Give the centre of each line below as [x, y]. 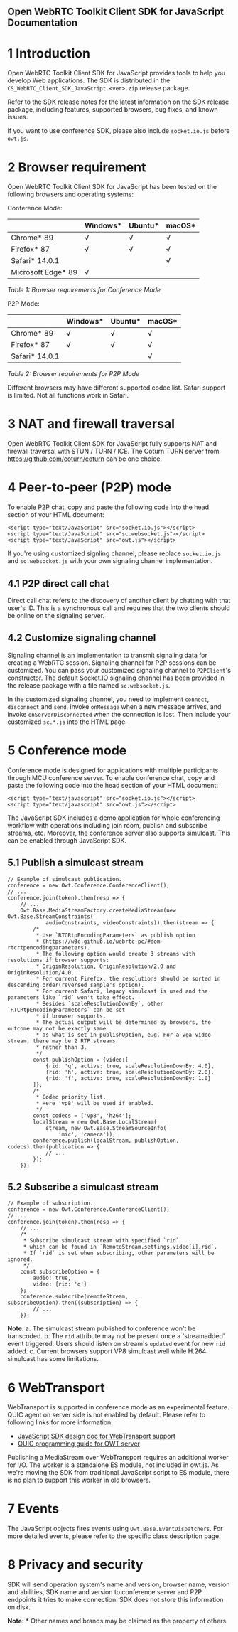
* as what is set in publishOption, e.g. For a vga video [124, 1035]
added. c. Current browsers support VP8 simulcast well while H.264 [107, 1351]
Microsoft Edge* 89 [44, 272]
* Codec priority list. [71, 1097]
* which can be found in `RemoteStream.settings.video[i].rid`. [120, 1247]
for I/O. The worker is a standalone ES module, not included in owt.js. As [113, 1465]
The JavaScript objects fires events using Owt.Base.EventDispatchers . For [115, 1529]
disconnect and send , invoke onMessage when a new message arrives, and [114, 706]
